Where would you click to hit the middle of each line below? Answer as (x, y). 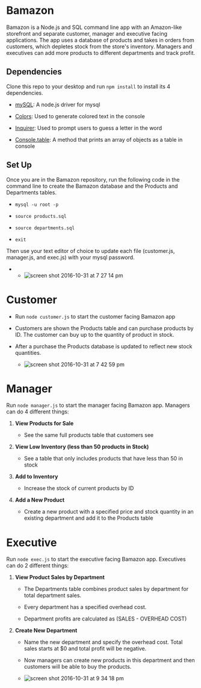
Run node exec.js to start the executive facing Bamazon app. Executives (96, 559)
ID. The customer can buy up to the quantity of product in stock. (94, 334)
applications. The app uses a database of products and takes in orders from (100, 40)
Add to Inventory (36, 477)
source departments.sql (45, 228)
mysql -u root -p (37, 205)
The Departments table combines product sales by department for (106, 589)
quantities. (28, 352)
